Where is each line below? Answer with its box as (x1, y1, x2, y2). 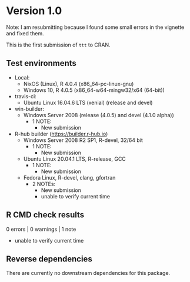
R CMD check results (6, 210, 85, 220)
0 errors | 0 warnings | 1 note (6, 225, 76, 233)
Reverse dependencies (6, 254, 92, 264)
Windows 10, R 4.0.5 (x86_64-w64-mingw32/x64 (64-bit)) (23, 87, 165, 94)
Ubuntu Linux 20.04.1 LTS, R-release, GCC (23, 155, 126, 162)
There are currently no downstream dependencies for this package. (6, 270, 171, 277)
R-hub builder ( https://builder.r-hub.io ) (14, 130, 108, 137)
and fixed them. (6, 29, 44, 37)
